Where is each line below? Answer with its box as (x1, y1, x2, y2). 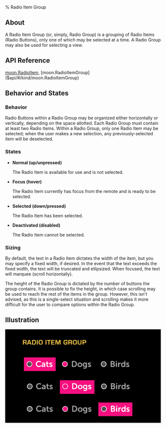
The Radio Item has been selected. (12, 212, 83, 219)
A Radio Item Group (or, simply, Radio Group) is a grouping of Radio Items (5, 32, 155, 38)
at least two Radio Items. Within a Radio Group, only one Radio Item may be (5, 125, 159, 131)
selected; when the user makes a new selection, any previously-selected (5, 131, 153, 137)
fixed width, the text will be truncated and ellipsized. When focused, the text (5, 266, 160, 272)
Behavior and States (5, 89, 69, 98)
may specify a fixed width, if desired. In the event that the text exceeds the (5, 260, 157, 266)
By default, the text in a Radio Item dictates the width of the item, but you (5, 255, 154, 261)
